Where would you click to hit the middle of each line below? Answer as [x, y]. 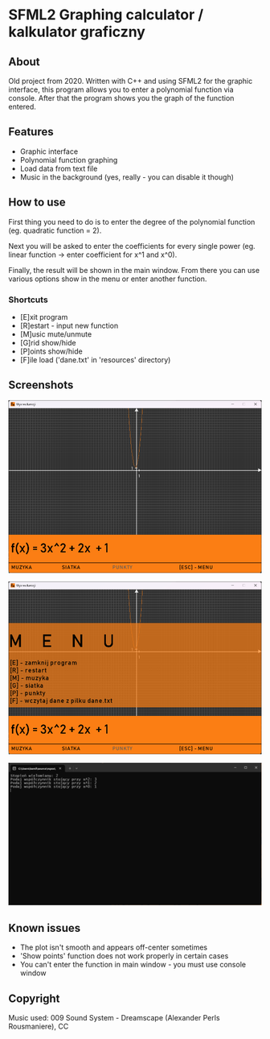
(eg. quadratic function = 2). [55, 230]
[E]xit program [44, 317]
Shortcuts [28, 300]
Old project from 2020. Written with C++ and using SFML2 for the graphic [131, 81]
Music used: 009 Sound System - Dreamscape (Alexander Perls [114, 1017]
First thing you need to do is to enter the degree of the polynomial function [132, 221]
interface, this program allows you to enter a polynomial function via [121, 89]
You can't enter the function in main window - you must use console [133, 965]
